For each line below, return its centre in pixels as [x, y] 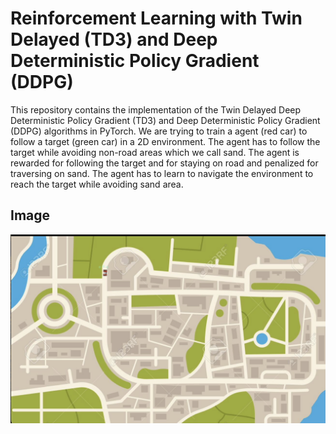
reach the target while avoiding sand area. [97, 184]
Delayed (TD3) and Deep [114, 39]
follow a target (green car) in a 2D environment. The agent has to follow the [165, 141]
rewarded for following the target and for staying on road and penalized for [164, 163]
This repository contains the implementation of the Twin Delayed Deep [156, 109]
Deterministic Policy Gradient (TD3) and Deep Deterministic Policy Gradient [165, 120]
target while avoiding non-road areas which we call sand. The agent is [155, 152]
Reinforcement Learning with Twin [156, 18]
